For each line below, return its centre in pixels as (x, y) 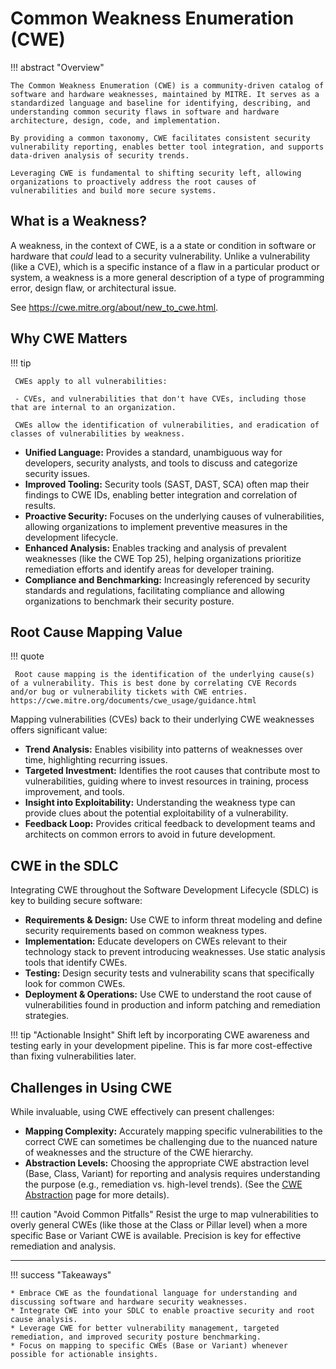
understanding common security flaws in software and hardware (145, 112)
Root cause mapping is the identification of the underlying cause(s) (164, 675)
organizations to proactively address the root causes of (133, 182)
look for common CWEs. (75, 984)
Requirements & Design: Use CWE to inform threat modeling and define (173, 920)
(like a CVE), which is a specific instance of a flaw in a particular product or (165, 266)
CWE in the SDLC (64, 865)
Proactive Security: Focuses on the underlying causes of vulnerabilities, (174, 516)
